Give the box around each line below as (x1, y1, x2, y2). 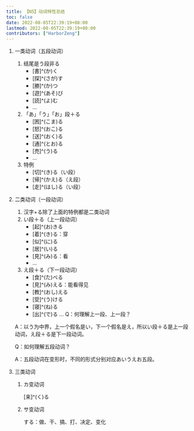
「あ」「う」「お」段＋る (23, 110, 81, 118)
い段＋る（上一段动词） (23, 216, 81, 223)
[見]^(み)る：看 (32, 253, 69, 260)
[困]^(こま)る (32, 118, 63, 125)
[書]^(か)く (32, 67, 58, 74)
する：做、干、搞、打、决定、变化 (23, 419, 106, 426)
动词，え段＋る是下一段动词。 (14, 331, 87, 338)
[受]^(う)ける (32, 296, 63, 303)
